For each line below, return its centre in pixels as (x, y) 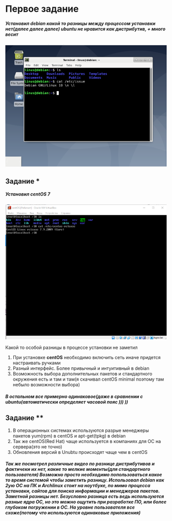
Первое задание (42, 9)
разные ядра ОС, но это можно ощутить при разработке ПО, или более (86, 502)
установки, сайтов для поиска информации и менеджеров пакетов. (83, 491)
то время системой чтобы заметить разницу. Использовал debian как (85, 480)
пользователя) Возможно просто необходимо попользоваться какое (84, 475)
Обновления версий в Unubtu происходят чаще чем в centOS (80, 452)
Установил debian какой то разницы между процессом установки (80, 23)
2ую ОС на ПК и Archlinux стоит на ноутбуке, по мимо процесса (78, 486)
